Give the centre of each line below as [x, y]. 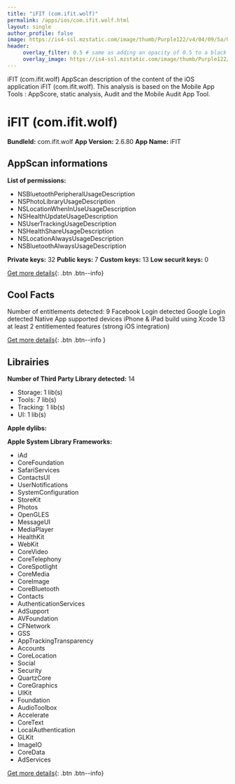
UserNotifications [43, 485]
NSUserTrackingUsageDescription [67, 224]
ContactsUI [34, 478]
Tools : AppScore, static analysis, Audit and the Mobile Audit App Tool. [109, 94]
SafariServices [38, 470]
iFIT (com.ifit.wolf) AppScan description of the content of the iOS [101, 79]
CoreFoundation [41, 463]
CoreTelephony [39, 559]
